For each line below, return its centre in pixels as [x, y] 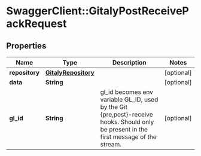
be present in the [124, 129]
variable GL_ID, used [129, 100]
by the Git [114, 107]
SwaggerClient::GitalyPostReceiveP [98, 11]
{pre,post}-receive [127, 114]
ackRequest [36, 24]
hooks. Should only [127, 122]
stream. [111, 144]
